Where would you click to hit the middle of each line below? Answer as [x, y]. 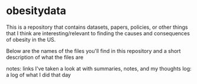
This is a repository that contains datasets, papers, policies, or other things [97, 27]
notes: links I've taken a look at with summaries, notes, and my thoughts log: [99, 68]
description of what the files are [45, 57]
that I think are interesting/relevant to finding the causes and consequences [98, 33]
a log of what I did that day [39, 75]
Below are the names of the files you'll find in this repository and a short [93, 51]
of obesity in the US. [31, 39]
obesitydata [36, 11]
